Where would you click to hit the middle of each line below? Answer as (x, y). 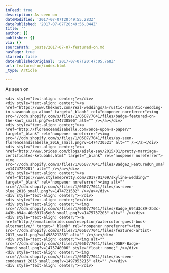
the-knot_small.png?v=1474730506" (41, 121)
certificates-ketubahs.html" (36, 156)
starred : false (21, 57)
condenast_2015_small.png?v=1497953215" (48, 261)
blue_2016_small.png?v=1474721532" (43, 191)
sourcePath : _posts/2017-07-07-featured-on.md (55, 47)
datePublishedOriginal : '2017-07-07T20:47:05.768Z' (60, 61)
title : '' (16, 29)
